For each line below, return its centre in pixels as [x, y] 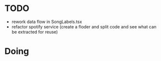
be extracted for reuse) [35, 32]
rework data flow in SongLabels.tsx [47, 22]
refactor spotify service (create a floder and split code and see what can [84, 26]
